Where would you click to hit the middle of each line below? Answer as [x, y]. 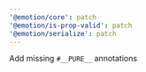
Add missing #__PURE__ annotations [73, 59]
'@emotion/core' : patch [53, 17]
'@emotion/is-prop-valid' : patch [71, 25]
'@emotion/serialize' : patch [63, 33]
